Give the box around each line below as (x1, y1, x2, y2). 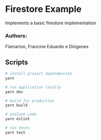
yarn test (5, 130, 26, 135)
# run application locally (5, 84, 61, 90)
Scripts (5, 58, 28, 67)
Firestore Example (5, 3, 82, 15)
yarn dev (5, 89, 23, 94)
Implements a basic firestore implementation (5, 20, 97, 26)
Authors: (5, 32, 27, 39)
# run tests (5, 126, 30, 131)
